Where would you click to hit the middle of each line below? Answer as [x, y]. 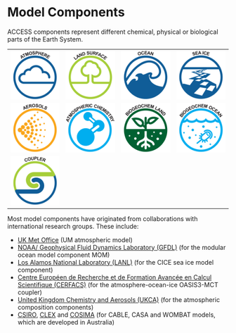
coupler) [29, 292]
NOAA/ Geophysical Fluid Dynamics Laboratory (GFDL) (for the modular [122, 247]
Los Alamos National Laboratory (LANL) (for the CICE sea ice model [116, 262]
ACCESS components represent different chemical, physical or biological [113, 32]
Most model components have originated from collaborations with [103, 218]
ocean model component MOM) [64, 255]
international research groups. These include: [73, 226]
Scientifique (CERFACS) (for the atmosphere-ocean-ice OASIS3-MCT [118, 284]
